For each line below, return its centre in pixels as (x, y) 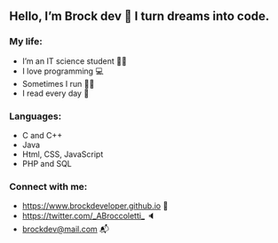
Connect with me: (48, 186)
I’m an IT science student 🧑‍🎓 (74, 61)
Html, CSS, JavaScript (63, 154)
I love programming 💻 (63, 71)
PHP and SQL (47, 163)
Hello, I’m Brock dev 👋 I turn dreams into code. (139, 16)
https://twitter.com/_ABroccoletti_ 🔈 (88, 216)
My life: (26, 42)
